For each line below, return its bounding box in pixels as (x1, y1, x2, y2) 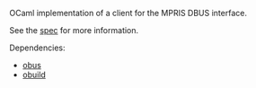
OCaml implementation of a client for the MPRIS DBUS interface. (9, 8, 247, 18)
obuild (22, 69, 47, 80)
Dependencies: (9, 42, 66, 53)
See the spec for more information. (9, 25, 139, 35)
